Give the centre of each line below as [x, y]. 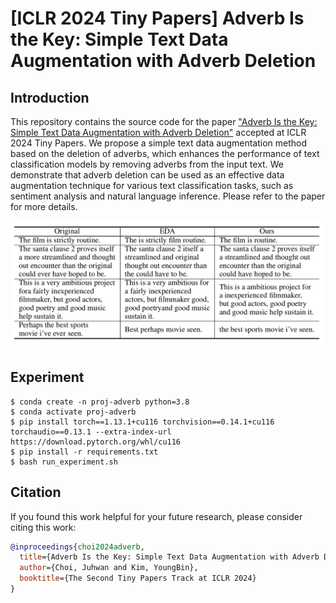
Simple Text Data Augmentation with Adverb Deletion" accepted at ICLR [158, 132]
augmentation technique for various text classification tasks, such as [152, 185]
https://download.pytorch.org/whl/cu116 [96, 442]
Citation [36, 492]
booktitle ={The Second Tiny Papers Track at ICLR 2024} [138, 578]
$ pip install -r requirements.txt [84, 452]
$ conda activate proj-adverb [73, 412]
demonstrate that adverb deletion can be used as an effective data [147, 175]
